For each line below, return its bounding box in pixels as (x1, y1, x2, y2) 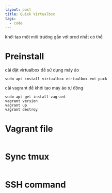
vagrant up (5, 103, 27, 108)
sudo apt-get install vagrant (5, 94, 66, 100)
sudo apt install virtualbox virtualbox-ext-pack (5, 76, 108, 82)
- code (9, 20, 23, 26)
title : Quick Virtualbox (5, 12, 55, 17)
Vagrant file (5, 123, 53, 134)
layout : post (5, 7, 32, 12)
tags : (5, 16, 16, 21)
